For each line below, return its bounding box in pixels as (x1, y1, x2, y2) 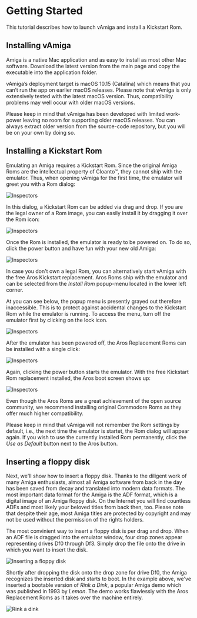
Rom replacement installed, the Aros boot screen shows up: (6, 375, 151, 382)
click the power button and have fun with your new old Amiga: (6, 245, 156, 252)
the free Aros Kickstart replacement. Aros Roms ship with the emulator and (6, 273, 188, 280)
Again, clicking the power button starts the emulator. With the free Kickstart (6, 368, 189, 375)
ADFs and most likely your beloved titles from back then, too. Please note (6, 504, 184, 511)
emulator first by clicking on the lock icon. (6, 316, 108, 323)
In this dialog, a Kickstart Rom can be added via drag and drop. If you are (6, 203, 183, 210)
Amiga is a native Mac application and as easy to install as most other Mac (6, 56, 186, 63)
